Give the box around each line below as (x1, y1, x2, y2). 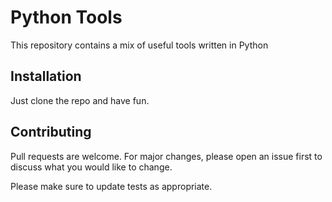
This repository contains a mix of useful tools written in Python (10, 39, 269, 51)
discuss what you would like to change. (10, 161, 173, 173)
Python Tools (10, 6, 123, 29)
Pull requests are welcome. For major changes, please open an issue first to (10, 150, 323, 162)
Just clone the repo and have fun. (10, 94, 150, 106)
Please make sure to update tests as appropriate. (10, 180, 213, 192)
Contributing (10, 124, 92, 141)
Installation (10, 68, 82, 85)
